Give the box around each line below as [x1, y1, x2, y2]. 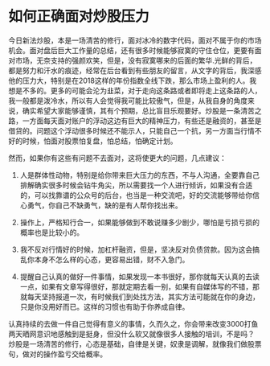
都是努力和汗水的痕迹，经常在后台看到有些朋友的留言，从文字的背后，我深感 [8, 65, 262, 75]
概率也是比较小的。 [19, 227, 84, 237]
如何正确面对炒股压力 [8, 7, 150, 26]
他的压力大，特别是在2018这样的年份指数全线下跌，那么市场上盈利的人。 [8, 76, 250, 85]
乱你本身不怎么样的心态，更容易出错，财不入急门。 [19, 254, 190, 264]
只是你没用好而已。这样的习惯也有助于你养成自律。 [19, 302, 190, 311]
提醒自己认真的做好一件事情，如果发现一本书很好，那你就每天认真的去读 [19, 271, 260, 282]
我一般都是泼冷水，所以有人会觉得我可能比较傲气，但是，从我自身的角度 [8, 96, 247, 105]
